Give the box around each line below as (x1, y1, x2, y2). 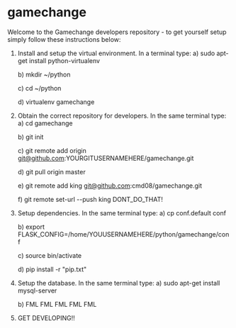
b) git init (17, 132, 44, 141)
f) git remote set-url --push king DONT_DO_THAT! (17, 195, 163, 203)
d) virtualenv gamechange (17, 97, 95, 106)
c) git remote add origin (17, 146, 86, 154)
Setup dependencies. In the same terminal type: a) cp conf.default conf (17, 208, 227, 217)
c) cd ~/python (17, 84, 62, 92)
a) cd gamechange (17, 118, 73, 128)
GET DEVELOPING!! (17, 313, 76, 322)
